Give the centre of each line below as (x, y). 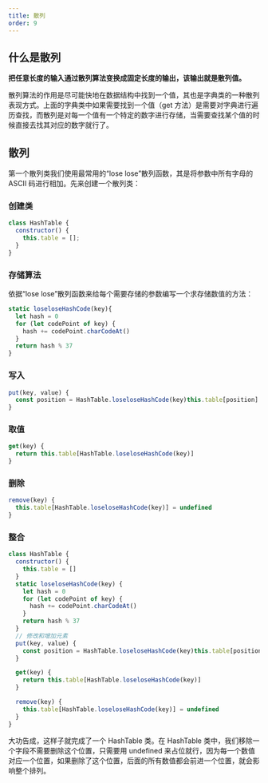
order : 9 (23, 23)
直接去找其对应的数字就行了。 (64, 125)
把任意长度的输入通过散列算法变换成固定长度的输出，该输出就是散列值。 (127, 78)
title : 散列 (27, 16)
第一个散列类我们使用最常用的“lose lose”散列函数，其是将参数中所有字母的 (131, 173)
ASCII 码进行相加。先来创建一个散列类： (75, 184)
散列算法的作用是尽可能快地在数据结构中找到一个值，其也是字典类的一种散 (130, 95)
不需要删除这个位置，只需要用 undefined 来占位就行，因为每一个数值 (142, 750)
